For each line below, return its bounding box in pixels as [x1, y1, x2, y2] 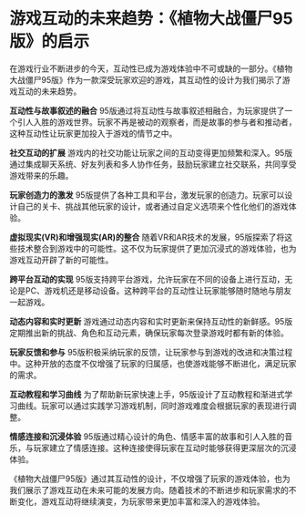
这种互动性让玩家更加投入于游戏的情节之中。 [9, 128, 178, 139]
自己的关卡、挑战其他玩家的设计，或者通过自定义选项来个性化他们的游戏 [16, 201, 289, 211]
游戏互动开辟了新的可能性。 [9, 254, 114, 265]
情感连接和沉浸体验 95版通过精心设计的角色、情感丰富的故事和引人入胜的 [9, 430, 285, 442]
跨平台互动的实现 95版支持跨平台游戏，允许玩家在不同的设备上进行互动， [9, 273, 285, 284]
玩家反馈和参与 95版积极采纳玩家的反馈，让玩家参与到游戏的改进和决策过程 [9, 346, 293, 357]
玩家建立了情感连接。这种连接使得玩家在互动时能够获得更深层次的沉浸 [33, 442, 297, 453]
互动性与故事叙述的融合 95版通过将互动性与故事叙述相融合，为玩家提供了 [9, 105, 285, 116]
